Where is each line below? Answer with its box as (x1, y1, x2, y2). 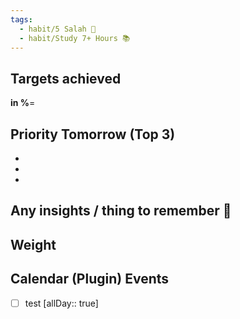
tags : (10, 14, 33, 25)
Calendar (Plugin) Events (10, 271, 170, 288)
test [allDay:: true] (24, 297, 99, 309)
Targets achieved (10, 70, 122, 87)
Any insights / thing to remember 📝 (10, 202, 232, 220)
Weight (10, 236, 57, 253)
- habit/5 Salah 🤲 (19, 24, 97, 34)
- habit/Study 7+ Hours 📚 (19, 33, 131, 43)
